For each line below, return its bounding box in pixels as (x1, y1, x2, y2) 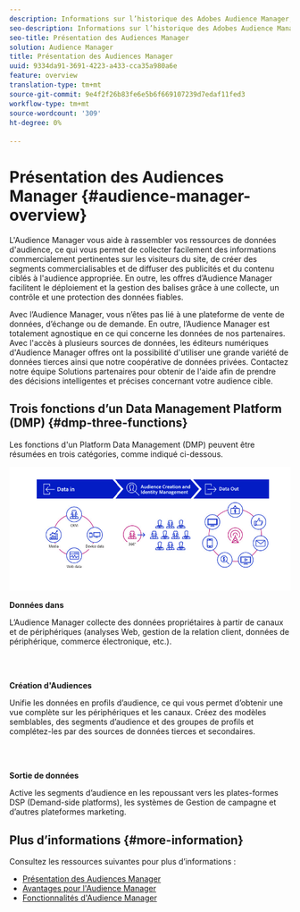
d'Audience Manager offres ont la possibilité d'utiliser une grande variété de (9, 347, 288, 358)
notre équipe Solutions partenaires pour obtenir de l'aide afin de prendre (9, 367, 277, 377)
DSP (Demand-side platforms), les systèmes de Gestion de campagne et (9, 797, 277, 808)
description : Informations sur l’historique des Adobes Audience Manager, (9, 14, 294, 23)
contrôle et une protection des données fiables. (9, 291, 184, 303)
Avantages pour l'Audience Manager (21, 883, 157, 894)
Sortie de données (9, 770, 79, 781)
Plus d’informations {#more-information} (9, 832, 244, 848)
